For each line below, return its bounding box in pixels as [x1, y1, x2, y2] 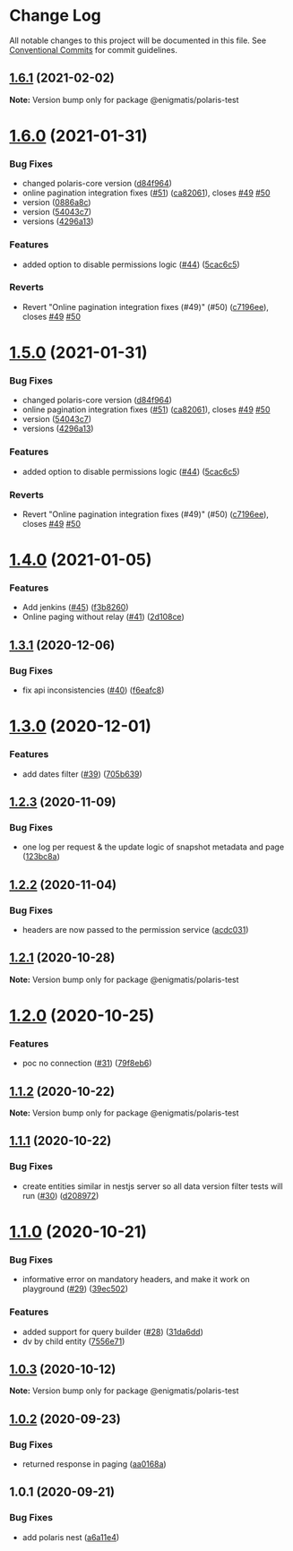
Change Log [9, 5, 101, 26]
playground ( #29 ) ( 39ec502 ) [22, 1283, 128, 1295]
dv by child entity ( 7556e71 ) [22, 1336, 125, 1347]
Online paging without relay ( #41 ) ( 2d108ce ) [22, 611, 185, 623]
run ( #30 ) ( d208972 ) [22, 1190, 99, 1201]
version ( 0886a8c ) [22, 197, 91, 208]
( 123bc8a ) [22, 851, 60, 862]
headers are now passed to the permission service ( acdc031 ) [22, 924, 249, 935]
